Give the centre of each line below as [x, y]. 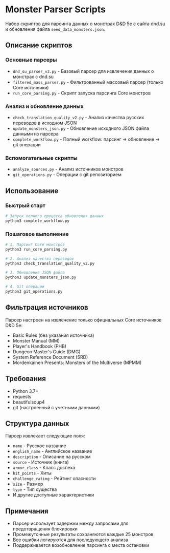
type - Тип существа [35, 489]
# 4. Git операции [25, 287]
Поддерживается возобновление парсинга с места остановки [81, 545]
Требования [26, 379]
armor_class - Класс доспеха [44, 468]
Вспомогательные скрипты [42, 158]
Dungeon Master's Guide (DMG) [46, 351]
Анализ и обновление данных [44, 106]
